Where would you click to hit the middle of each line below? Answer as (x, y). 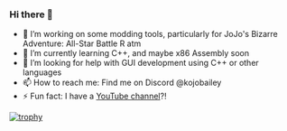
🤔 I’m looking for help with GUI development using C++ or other (140, 63)
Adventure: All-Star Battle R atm (82, 43)
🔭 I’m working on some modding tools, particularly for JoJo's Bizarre (150, 34)
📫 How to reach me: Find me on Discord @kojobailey (122, 83)
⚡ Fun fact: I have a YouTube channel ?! (94, 96)
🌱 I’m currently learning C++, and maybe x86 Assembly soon (136, 53)
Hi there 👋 (32, 14)
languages (42, 72)
